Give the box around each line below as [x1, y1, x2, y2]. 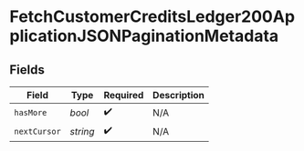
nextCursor [14, 126, 61, 136]
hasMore [14, 107, 47, 117]
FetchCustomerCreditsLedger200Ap [9, 6, 295, 27]
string [69, 125, 95, 137]
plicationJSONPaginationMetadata [9, 25, 279, 46]
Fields [9, 62, 46, 77]
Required [103, 89, 144, 101]
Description [152, 89, 205, 101]
